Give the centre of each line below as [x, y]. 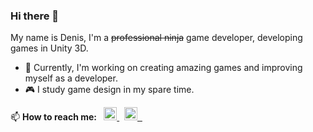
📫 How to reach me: [54, 117]
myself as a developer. [71, 78]
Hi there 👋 [35, 16]
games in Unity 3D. [49, 48]
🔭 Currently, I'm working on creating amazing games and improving [163, 68]
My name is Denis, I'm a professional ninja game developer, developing [156, 38]
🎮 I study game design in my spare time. [109, 90]
